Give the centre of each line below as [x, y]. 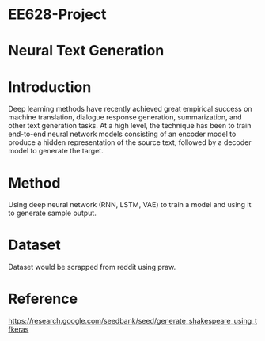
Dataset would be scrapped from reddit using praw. [92, 267]
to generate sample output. [52, 213]
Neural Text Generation [86, 51]
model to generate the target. [56, 151]
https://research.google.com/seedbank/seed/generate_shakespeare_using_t [133, 321]
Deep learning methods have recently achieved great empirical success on [130, 109]
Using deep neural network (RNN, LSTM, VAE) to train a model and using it [130, 205]
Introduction [50, 87]
